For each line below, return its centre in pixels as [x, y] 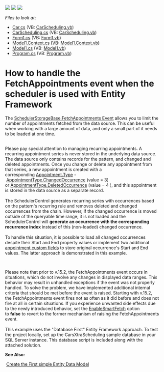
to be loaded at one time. [30, 134]
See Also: [15, 354]
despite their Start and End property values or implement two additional [77, 242]
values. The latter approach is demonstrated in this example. [66, 253]
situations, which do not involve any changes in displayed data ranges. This [81, 277]
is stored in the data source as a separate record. [55, 190]
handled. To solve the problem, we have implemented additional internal [78, 287]
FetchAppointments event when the [80, 84]
